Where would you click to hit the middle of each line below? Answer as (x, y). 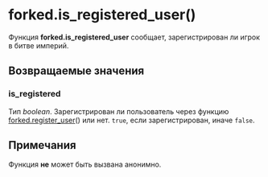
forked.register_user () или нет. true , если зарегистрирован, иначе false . (132, 120)
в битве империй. (39, 45)
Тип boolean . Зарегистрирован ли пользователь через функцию (119, 111)
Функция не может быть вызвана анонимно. (85, 165)
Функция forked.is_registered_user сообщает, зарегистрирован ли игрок (134, 37)
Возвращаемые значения (76, 71)
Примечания (42, 145)
